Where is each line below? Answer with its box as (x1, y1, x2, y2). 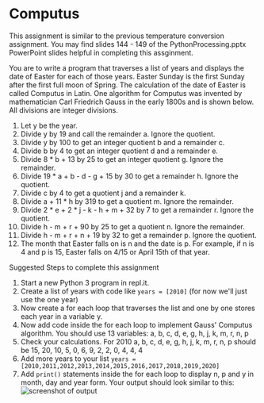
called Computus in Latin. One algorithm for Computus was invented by (9, 88, 243, 98)
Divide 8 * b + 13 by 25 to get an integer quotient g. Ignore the (20, 154, 224, 163)
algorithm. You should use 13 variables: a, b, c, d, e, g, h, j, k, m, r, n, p (20, 328, 249, 338)
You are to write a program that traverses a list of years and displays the (9, 63, 245, 72)
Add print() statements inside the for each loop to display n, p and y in (20, 369, 254, 378)
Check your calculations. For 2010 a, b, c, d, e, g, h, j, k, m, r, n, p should (20, 336, 257, 346)
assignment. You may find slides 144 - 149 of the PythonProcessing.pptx (9, 39, 247, 48)
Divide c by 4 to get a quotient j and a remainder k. (20, 188, 186, 198)
